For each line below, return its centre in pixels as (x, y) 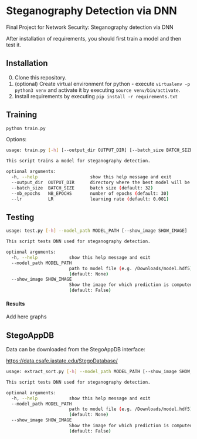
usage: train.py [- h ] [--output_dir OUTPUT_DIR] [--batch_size (85, 150)
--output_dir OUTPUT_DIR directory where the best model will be (101, 182)
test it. (14, 45)
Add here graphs (26, 317)
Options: (16, 139)
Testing (20, 217)
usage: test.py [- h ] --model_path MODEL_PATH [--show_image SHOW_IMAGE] (97, 231)
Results (16, 304)
